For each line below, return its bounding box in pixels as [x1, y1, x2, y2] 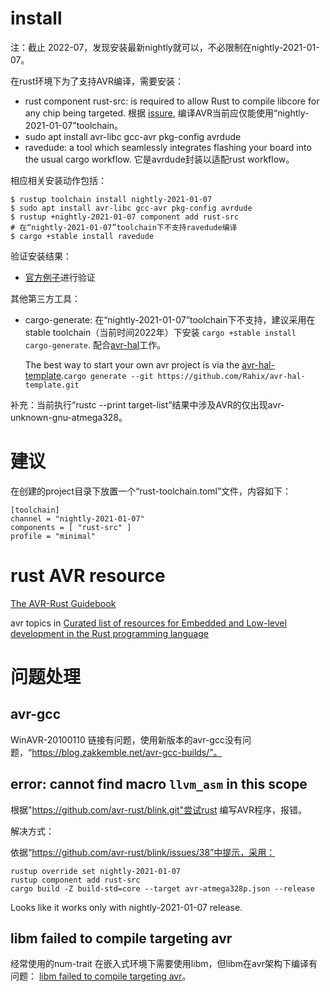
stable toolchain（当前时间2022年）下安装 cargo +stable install [24, 326, 297, 338]
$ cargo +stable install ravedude [10, 231, 155, 241]
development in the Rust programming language [10, 627, 209, 639]
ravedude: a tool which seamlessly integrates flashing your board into [24, 141, 312, 153]
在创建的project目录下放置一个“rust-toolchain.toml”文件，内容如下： [10, 485, 292, 497]
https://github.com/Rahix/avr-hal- [157, 371, 306, 381]
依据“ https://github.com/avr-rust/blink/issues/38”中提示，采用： [10, 846, 276, 858]
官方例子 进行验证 [24, 271, 96, 283]
